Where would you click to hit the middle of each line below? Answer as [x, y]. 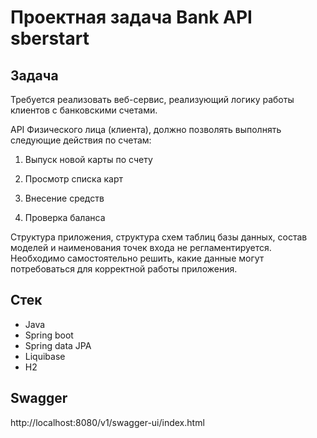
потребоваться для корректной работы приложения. [124, 269]
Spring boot [49, 335]
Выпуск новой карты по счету [88, 159]
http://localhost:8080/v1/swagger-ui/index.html [107, 422]
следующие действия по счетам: [81, 140]
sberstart [50, 38]
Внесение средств [64, 198]
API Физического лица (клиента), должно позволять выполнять [146, 129]
